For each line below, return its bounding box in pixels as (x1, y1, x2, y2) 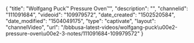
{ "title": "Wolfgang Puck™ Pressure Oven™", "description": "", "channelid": (5, 5, 189, 12)
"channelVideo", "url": (5, 24, 60, 31)
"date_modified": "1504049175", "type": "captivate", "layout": (5, 18, 156, 24)
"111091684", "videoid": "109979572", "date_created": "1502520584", (5, 11, 175, 18)
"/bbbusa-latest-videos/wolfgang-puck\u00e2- (61, 24, 178, 31)
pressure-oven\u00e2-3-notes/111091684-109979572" (5, 30, 140, 37)
